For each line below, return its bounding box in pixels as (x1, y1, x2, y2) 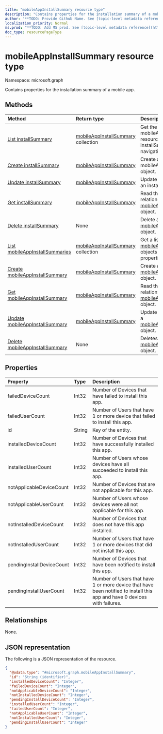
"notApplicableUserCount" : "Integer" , (9, 711, 88, 715)
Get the (140, 123, 158, 130)
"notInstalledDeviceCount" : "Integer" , (9, 693, 90, 697)
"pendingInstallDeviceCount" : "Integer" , (9, 697, 95, 702)
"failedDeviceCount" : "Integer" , (9, 683, 77, 689)
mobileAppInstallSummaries (7, 248, 71, 255)
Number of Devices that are (92, 481, 155, 487)
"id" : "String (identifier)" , (9, 675, 70, 679)
